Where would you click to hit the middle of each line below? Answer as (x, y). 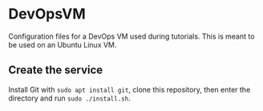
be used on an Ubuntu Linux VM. (63, 44)
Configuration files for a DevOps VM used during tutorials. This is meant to (131, 36)
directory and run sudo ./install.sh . (69, 98)
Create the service (56, 70)
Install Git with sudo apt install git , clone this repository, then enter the (129, 89)
